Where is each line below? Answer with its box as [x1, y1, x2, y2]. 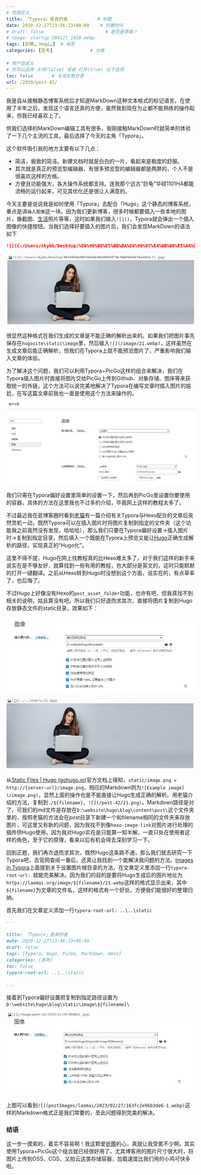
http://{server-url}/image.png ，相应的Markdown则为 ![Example [6, 783, 166, 791]
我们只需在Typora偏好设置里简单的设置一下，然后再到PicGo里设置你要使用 [6, 491, 190, 498]
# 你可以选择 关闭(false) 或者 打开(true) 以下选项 [6, 66, 124, 72]
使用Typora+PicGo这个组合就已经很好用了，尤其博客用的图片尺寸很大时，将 [6, 1147, 194, 1155]
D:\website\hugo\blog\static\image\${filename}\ [6, 1002, 130, 1008]
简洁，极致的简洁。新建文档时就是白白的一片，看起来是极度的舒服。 [14, 158, 183, 165]
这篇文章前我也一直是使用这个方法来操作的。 [26, 390, 138, 397]
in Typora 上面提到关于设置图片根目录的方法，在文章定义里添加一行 [6, 864, 171, 871]
